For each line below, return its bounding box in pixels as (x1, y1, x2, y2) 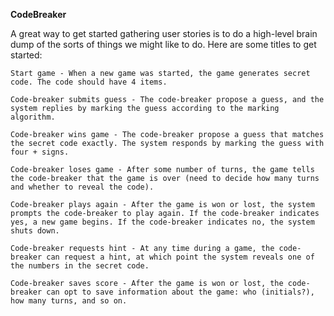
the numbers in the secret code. (10, 261, 150, 271)
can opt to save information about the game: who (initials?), (46, 287, 315, 297)
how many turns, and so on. (10, 296, 128, 306)
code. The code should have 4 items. (10, 77, 168, 87)
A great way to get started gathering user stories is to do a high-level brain (10, 28, 318, 39)
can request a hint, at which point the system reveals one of (46, 252, 315, 262)
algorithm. (10, 112, 56, 122)
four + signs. (10, 147, 70, 157)
